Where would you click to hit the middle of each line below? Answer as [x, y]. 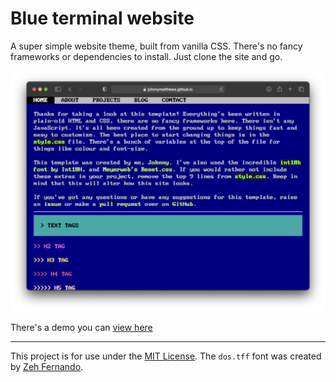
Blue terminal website [102, 18]
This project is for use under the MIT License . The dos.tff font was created [166, 356]
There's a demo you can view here [81, 328]
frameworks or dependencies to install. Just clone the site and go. [146, 56]
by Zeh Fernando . [47, 367]
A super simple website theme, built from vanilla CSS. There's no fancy [156, 46]
